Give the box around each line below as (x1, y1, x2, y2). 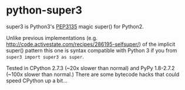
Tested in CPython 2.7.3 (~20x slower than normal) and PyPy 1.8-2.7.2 (6, 64, 175, 71)
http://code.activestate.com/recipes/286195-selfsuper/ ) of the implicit (6, 41, 176, 48)
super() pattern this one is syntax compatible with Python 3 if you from (6, 46, 177, 54)
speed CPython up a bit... (6, 77, 68, 84)
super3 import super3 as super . (6, 53, 84, 60)
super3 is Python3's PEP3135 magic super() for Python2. (6, 23, 144, 30)
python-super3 (6, 4, 82, 17)
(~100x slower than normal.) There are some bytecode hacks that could (6, 71, 180, 78)
